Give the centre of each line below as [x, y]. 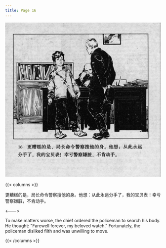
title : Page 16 [21, 10]
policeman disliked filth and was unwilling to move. [57, 231]
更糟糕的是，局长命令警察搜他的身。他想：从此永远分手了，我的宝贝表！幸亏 [83, 195]
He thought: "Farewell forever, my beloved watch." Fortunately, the [73, 226]
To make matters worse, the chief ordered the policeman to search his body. [83, 220]
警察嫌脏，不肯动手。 [27, 201]
